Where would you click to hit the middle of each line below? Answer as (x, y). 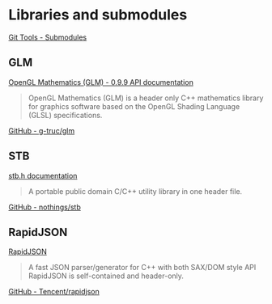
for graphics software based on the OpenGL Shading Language (134, 106)
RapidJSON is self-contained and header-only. (106, 276)
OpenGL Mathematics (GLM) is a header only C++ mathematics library (146, 98)
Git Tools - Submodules (48, 37)
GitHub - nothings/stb (45, 207)
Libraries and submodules (98, 15)
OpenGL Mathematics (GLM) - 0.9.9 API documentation (101, 82)
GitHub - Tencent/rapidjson (54, 292)
